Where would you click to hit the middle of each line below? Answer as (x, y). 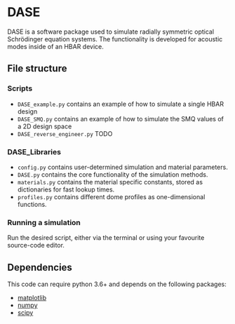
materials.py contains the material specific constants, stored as (110, 182)
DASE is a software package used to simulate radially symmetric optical (111, 32)
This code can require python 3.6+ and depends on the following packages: (117, 284)
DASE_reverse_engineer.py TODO (65, 133)
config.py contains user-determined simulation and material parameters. (122, 167)
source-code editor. (36, 245)
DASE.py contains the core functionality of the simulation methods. (113, 174)
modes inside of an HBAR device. (55, 46)
